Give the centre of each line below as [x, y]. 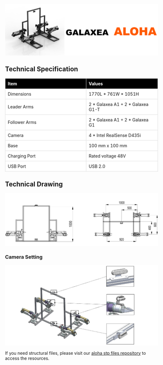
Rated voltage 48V [107, 156]
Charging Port [22, 156]
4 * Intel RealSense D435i [115, 135]
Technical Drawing [34, 184]
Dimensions [20, 94]
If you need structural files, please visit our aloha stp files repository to [76, 353]
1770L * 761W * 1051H [114, 94]
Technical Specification [42, 69]
